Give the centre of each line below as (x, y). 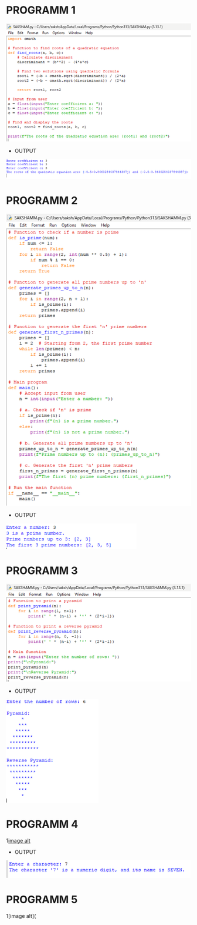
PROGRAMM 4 (42, 824)
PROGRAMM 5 (42, 899)
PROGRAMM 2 (42, 201)
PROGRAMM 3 (42, 571)
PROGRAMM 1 (41, 10)
